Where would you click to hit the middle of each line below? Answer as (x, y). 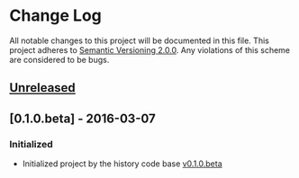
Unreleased (43, 88)
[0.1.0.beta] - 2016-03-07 (82, 118)
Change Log (55, 16)
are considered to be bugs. (59, 59)
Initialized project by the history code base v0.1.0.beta (122, 164)
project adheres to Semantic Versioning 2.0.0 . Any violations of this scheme (150, 49)
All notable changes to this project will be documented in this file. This (140, 40)
